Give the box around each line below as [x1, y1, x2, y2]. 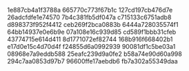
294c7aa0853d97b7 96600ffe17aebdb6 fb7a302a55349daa [7, 57, 178, 65]
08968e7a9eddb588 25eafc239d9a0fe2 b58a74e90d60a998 [7, 50, 183, 58]
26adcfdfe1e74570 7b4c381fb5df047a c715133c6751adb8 [7, 13, 172, 21]
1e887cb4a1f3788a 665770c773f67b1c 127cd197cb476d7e [7, 6, 173, 14]
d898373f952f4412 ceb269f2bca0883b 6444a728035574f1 [7, 21, 179, 28]
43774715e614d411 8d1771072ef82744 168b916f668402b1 [7, 35, 173, 43]
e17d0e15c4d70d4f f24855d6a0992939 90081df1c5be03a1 [7, 43, 176, 50]
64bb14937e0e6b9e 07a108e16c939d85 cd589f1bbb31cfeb [7, 28, 177, 36]
